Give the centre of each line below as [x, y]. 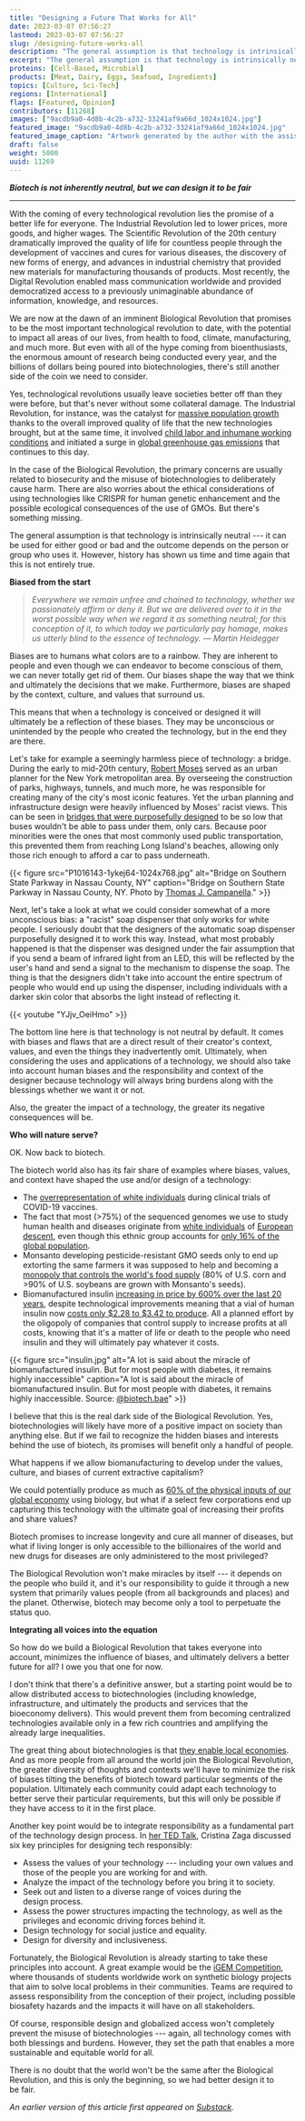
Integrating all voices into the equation [84, 1629]
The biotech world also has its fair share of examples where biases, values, [150, 1170]
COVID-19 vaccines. [60, 1206]
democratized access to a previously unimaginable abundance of [132, 291]
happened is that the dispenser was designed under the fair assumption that [152, 948]
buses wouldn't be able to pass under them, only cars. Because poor [138, 826]
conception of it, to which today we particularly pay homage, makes [160, 628]
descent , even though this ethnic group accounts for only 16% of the [151, 1236]
